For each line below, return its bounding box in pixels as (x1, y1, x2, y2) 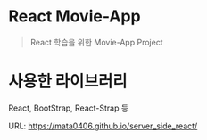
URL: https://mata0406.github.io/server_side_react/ (8, 120, 198, 131)
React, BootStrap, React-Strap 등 (8, 103, 129, 113)
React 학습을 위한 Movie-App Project (29, 37, 163, 47)
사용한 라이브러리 (8, 71, 128, 92)
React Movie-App (8, 6, 141, 27)
